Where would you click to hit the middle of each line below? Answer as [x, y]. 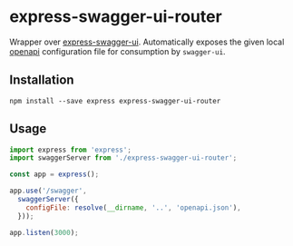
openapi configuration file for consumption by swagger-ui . [117, 51]
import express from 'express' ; [70, 150]
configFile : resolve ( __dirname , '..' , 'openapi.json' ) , [134, 207]
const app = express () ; [54, 174]
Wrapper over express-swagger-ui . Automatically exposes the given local [147, 42]
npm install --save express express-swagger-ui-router [115, 101]
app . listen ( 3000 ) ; [44, 232]
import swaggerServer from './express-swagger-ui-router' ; [123, 158]
